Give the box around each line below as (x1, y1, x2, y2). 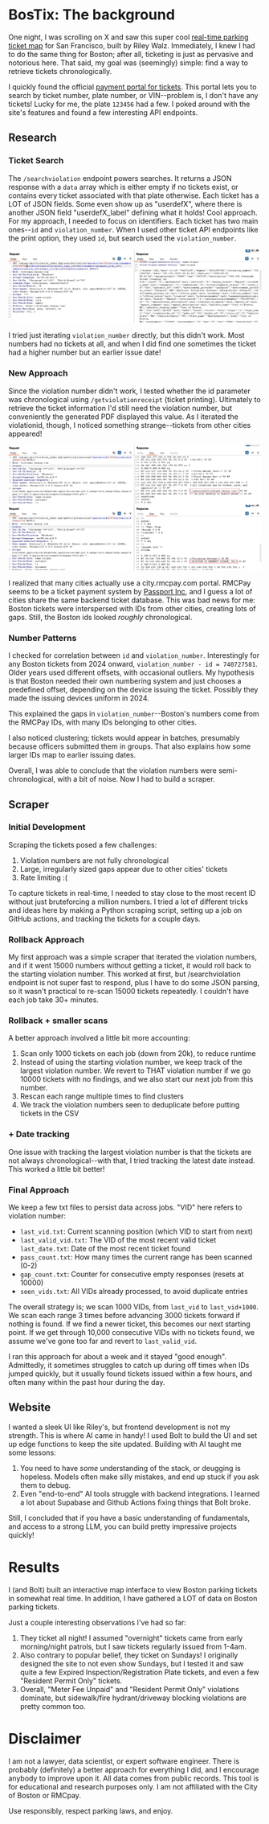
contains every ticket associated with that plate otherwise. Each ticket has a (8, 191, 259, 200)
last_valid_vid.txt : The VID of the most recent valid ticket (19, 1234, 217, 1244)
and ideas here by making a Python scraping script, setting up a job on (8, 905, 243, 914)
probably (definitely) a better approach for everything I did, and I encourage (8, 1764, 259, 1774)
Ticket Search (8, 155, 64, 166)
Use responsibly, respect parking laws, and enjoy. (8, 1806, 173, 1815)
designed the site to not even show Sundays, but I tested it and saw (19, 1658, 244, 1668)
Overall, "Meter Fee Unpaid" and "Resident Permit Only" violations (19, 1684, 239, 1694)
